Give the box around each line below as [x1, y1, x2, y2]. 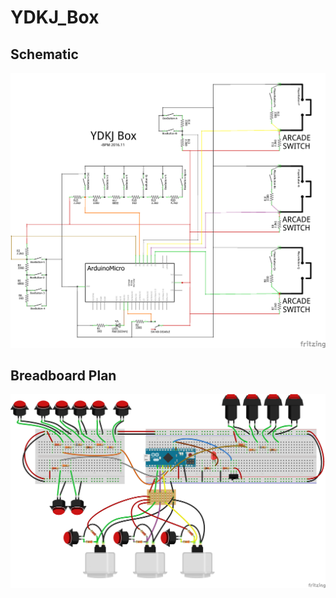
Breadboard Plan [10, 367, 117, 384]
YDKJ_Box [10, 6, 100, 29]
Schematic [10, 46, 79, 63]
